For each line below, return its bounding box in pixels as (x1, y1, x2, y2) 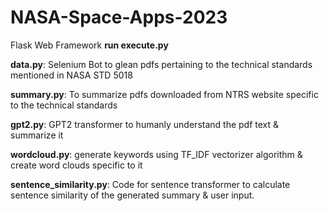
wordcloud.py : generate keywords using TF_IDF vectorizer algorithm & (10, 148, 303, 160)
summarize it (10, 129, 64, 141)
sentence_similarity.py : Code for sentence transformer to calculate (10, 178, 291, 190)
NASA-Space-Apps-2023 (10, 6, 228, 29)
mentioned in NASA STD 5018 (10, 69, 133, 81)
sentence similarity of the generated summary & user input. (10, 189, 255, 201)
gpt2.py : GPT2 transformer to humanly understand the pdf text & (10, 118, 280, 130)
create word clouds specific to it (10, 159, 143, 171)
